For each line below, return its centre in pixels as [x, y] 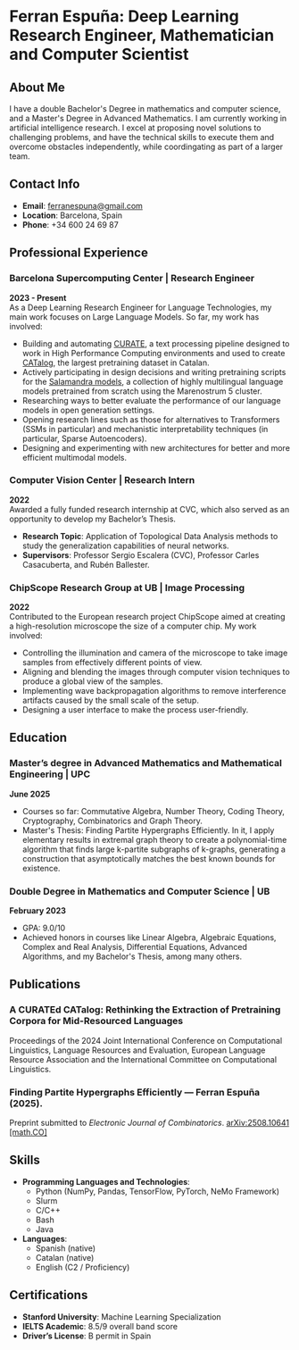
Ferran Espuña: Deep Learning [124, 17]
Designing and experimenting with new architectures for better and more [156, 447]
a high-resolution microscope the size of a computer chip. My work [133, 626]
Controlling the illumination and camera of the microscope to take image [155, 653]
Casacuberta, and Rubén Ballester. [86, 564]
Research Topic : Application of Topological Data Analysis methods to [150, 536]
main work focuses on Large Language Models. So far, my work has [134, 317]
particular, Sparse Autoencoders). [84, 438]
